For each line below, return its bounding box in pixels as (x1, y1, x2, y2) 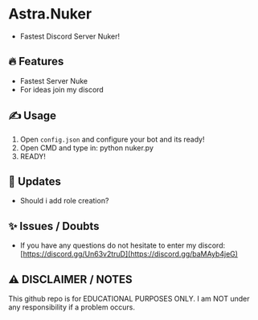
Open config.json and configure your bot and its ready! (19, 134, 205, 144)
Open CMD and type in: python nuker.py (19, 142, 154, 153)
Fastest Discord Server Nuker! (19, 31, 121, 41)
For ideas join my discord (19, 84, 104, 94)
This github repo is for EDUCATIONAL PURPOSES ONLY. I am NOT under (8, 294, 250, 303)
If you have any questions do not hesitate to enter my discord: (19, 240, 226, 250)
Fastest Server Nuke (19, 76, 88, 85)
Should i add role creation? (19, 196, 109, 206)
